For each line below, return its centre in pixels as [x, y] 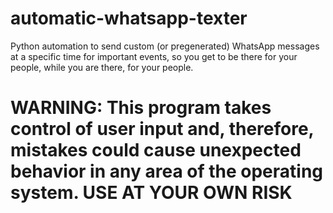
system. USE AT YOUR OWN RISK [151, 193]
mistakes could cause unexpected [156, 150]
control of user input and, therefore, [162, 129]
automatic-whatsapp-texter [129, 18]
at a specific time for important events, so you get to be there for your [154, 56]
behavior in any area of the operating [167, 171]
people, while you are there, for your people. [102, 67]
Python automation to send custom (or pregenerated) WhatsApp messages [165, 46]
